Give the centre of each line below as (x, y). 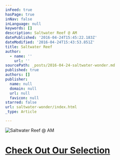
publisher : (16, 79)
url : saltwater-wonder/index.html (41, 107)
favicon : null (24, 98)
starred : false (21, 103)
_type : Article (21, 112)
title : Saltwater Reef (29, 47)
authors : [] (17, 75)
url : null (20, 93)
